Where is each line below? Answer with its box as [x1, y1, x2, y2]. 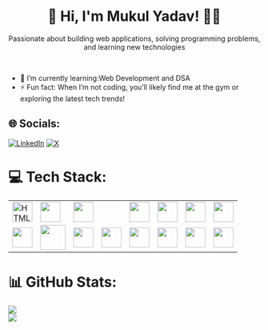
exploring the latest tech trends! [19, 94, 126, 103]
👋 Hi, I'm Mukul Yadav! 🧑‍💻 [47, 7, 222, 26]
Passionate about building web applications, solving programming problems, [8, 34, 261, 43]
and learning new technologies [83, 42, 186, 51]
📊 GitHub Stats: [8, 272, 118, 291]
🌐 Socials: [8, 117, 61, 131]
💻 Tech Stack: [8, 167, 107, 186]
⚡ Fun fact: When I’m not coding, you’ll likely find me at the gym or [19, 82, 239, 91]
